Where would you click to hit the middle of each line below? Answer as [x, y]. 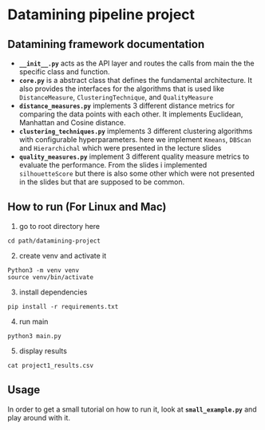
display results [43, 351]
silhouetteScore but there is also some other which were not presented [136, 174]
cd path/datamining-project [54, 241]
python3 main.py [34, 336]
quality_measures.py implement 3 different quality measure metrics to [134, 156]
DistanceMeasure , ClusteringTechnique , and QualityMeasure [116, 97]
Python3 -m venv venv [44, 270]
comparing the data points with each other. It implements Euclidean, [131, 114]
